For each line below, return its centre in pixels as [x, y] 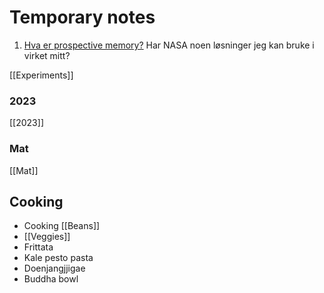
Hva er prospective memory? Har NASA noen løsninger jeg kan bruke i [169, 45]
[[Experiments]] [41, 75]
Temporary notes [82, 17]
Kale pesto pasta [58, 258]
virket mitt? [47, 55]
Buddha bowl [51, 279]
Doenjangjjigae [54, 268]
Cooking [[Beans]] [62, 226]
